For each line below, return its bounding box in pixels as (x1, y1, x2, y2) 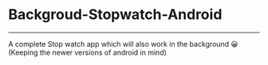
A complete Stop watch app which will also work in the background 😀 (8, 39, 238, 48)
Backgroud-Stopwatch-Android (8, 6, 223, 24)
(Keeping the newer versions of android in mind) (8, 48, 167, 57)
